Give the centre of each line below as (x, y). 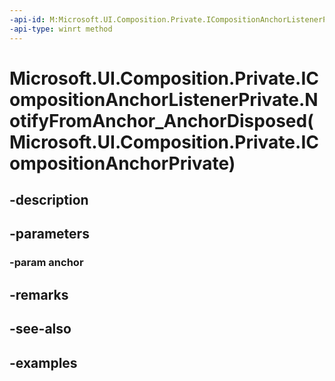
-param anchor (46, 263)
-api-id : (27, 19)
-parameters (49, 234)
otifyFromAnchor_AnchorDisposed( (161, 120)
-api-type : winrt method (61, 29)
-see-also (40, 329)
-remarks (39, 294)
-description (49, 200)
